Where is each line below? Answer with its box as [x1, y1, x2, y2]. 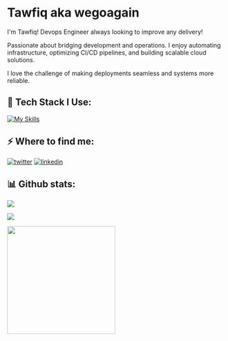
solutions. [7, 55, 35, 64]
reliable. [7, 76, 30, 84]
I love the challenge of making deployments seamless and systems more [7, 69, 214, 77]
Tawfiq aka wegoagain [7, 5, 140, 21]
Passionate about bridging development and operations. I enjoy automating [7, 41, 221, 49]
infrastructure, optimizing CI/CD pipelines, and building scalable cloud [7, 48, 207, 57]
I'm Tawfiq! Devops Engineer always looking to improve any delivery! [7, 28, 203, 36]
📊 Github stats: [7, 178, 76, 190]
